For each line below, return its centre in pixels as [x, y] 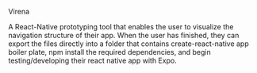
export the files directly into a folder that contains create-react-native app [129, 44]
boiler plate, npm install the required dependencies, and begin [110, 52]
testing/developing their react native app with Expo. [92, 60]
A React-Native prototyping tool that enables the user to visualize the [121, 27]
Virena [19, 12]
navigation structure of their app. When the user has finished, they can [124, 35]
